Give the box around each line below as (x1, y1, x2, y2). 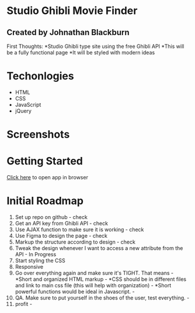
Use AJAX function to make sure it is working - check (15, 226, 144, 233)
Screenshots (6, 128, 70, 141)
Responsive (15, 263, 43, 270)
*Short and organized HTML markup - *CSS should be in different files (15, 276, 186, 283)
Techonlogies (6, 69, 75, 83)
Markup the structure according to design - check (15, 238, 136, 245)
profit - (15, 301, 33, 307)
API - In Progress (15, 251, 57, 258)
